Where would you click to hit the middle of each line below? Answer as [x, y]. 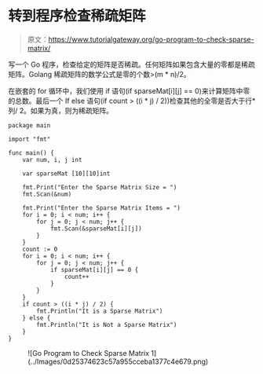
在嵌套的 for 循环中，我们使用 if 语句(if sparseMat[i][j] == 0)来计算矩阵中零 [129, 90]
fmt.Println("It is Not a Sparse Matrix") [107, 324]
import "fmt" [29, 139]
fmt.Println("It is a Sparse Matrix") [100, 311]
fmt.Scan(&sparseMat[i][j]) [96, 229]
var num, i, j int [52, 159]
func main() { [31, 153]
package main [29, 125]
